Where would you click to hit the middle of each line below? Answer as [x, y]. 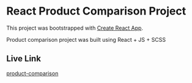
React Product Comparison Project [96, 11]
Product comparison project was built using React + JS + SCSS [86, 39]
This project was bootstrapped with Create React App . [75, 28]
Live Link [24, 59]
